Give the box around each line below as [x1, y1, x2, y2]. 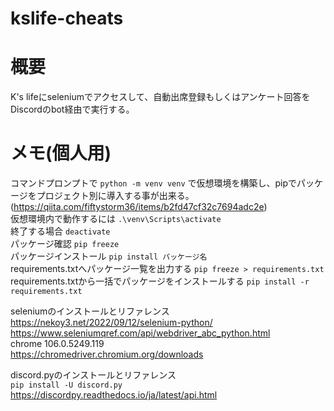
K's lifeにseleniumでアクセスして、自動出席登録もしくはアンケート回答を [10, 91, 311, 103]
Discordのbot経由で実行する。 [10, 103, 135, 116]
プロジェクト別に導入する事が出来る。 [36, 190, 195, 202]
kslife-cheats [10, 7, 124, 30]
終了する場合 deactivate [10, 225, 111, 237]
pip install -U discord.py [10, 380, 123, 391]
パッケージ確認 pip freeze [10, 238, 120, 250]
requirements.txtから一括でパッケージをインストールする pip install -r [10, 275, 310, 287]
